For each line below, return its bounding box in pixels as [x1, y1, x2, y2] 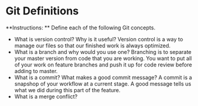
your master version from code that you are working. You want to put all [14, 54, 193, 62]
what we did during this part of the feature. [14, 86, 121, 93]
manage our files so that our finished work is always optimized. [14, 42, 171, 49]
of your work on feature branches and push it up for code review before [14, 61, 193, 68]
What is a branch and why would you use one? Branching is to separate [14, 48, 191, 55]
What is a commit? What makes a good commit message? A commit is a [14, 74, 193, 81]
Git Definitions [5, 4, 79, 18]
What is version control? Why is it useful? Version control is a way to [14, 35, 184, 43]
